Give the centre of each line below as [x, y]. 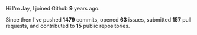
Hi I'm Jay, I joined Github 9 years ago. [53, 8]
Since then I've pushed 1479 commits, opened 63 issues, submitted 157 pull [98, 20]
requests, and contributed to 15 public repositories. [68, 26]
